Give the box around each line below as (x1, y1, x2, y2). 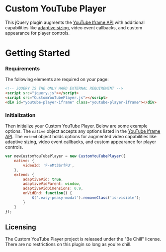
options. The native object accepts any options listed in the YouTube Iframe (5, 128, 161, 134)
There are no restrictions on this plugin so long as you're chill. (5, 242, 132, 248)
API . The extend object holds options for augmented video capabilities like (5, 134, 157, 140)
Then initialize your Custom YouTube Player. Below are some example (5, 123, 148, 129)
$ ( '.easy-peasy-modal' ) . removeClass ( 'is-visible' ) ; (31, 195, 141, 200)
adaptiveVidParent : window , (23, 181, 81, 186)
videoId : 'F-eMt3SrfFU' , (23, 163, 75, 168)
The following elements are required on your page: (5, 77, 109, 83)
